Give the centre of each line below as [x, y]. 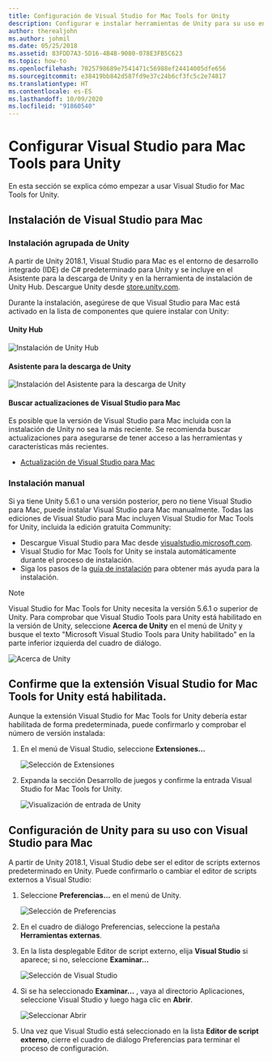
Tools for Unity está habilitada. [88, 697]
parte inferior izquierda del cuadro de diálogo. [85, 643]
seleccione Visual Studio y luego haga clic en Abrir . [106, 1000]
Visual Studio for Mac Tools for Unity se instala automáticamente [128, 551]
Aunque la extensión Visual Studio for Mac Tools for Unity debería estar [128, 716]
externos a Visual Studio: [50, 879]
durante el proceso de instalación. [77, 559]
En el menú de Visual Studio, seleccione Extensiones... [113, 749]
